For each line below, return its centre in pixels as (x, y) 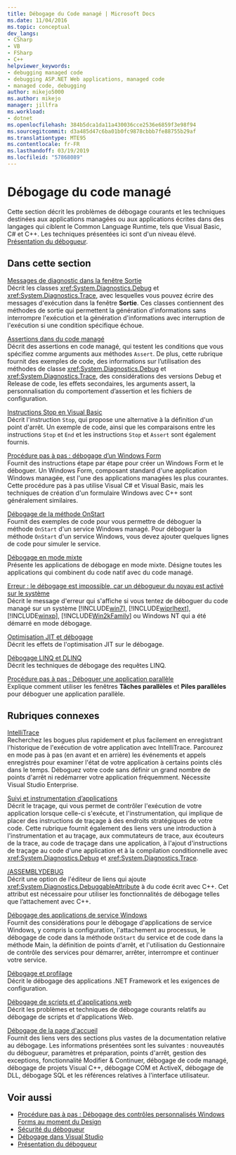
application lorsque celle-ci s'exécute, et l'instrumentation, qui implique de (115, 813)
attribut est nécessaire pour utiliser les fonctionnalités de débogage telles (113, 894)
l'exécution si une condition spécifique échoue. (76, 325)
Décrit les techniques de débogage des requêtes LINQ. (87, 665)
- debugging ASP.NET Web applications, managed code (86, 79)
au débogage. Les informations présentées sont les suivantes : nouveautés (116, 1045)
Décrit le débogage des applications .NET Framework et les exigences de (113, 981)
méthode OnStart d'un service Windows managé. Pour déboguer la (104, 529)
